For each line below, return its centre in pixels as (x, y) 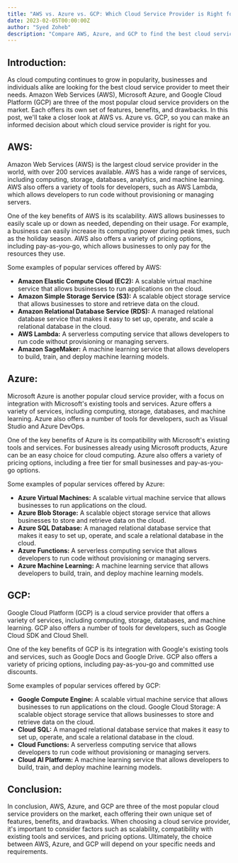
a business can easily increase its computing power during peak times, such (119, 231)
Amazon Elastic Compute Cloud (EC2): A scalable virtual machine (115, 281)
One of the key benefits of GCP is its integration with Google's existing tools (118, 649)
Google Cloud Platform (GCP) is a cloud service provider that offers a (108, 612)
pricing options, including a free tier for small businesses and (96, 462)
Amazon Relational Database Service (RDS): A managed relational (115, 311)
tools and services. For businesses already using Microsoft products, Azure (118, 447)
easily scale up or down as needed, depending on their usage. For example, (118, 223)
